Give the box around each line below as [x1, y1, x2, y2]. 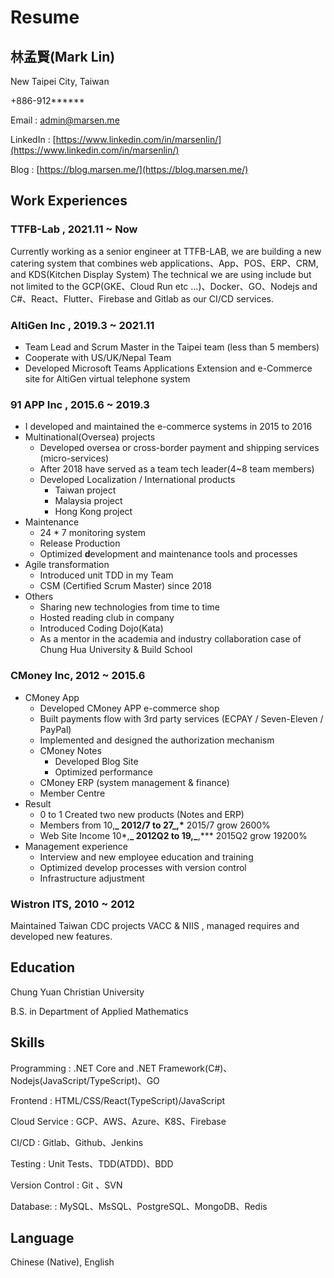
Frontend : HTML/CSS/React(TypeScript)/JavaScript [10, 1094, 226, 1106]
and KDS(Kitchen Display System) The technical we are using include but [10, 268, 312, 280]
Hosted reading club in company [39, 612, 175, 624]
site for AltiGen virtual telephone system [24, 372, 191, 385]
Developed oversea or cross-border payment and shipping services [39, 442, 320, 454]
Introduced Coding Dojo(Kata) [39, 622, 164, 635]
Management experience [24, 840, 129, 852]
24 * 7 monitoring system [39, 527, 146, 539]
